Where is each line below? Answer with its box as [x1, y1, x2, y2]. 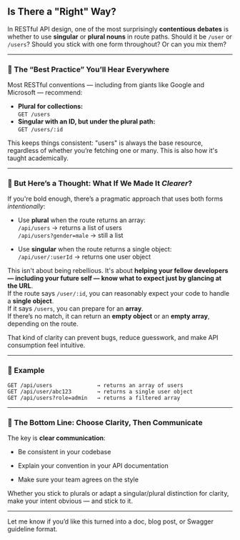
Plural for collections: [17, 102, 84, 111]
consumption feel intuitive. [7, 341, 86, 349]
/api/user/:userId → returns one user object [17, 253, 151, 261]
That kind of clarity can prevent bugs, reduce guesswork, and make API [7, 334, 219, 342]
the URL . [7, 281, 34, 290]
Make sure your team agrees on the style [17, 475, 139, 484]
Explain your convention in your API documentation [17, 461, 169, 470]
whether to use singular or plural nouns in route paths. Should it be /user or [7, 32, 232, 41]
